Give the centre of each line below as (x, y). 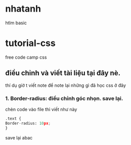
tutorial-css (30, 43)
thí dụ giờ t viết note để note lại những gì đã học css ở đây (66, 85)
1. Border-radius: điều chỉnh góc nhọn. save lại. (64, 98)
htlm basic (16, 23)
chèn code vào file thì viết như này (41, 109)
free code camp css (26, 57)
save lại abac (19, 137)
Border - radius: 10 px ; (28, 123)
